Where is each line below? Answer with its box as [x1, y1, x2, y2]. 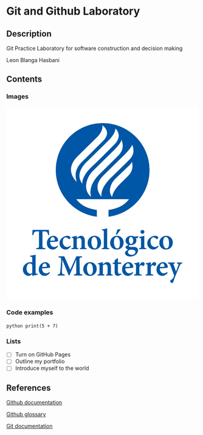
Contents [6, 74, 43, 85]
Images [6, 93, 29, 101]
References [6, 383, 51, 393]
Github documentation [6, 399, 63, 406]
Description [6, 29, 52, 39]
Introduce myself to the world [15, 364, 89, 372]
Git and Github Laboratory [6, 4, 140, 18]
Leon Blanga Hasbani [6, 57, 60, 63]
